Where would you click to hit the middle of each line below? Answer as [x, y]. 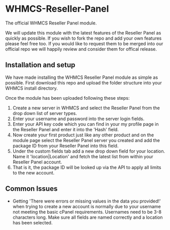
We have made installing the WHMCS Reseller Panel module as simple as [82, 77]
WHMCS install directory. [32, 88]
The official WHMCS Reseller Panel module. [51, 23]
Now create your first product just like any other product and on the [83, 135]
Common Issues [31, 189]
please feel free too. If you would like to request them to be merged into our [84, 43]
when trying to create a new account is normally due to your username [87, 206]
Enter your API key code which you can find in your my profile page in [86, 124]
